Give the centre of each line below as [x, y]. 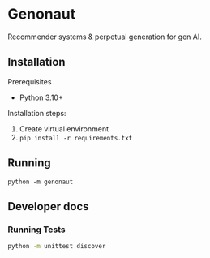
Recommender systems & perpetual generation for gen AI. [105, 37]
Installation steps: [37, 113]
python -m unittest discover [57, 247]
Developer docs [49, 206]
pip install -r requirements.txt [76, 138]
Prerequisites [30, 81]
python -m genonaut [41, 182]
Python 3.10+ [41, 97]
